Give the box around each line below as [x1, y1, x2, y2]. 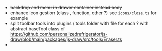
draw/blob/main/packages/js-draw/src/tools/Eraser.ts [10, 36, 122, 42]
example [10, 15, 28, 21]
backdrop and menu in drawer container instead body [10, 5, 122, 10]
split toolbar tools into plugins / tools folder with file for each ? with [10, 20, 149, 26]
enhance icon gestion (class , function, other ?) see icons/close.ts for [10, 10, 157, 16]
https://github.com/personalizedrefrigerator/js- [10, 31, 108, 37]
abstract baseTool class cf [10, 26, 65, 32]
